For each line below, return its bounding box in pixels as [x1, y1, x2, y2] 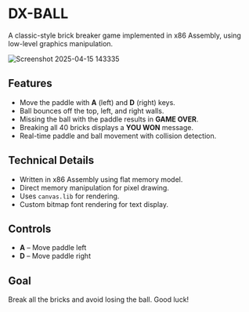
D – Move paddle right [19, 252, 92, 261]
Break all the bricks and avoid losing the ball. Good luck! [8, 295, 189, 304]
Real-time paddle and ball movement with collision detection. [19, 131, 217, 140]
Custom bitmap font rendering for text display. [19, 199, 169, 209]
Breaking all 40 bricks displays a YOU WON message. [19, 122, 194, 132]
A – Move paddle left [19, 243, 87, 252]
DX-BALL [8, 5, 69, 23]
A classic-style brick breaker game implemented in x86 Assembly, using [8, 31, 241, 40]
